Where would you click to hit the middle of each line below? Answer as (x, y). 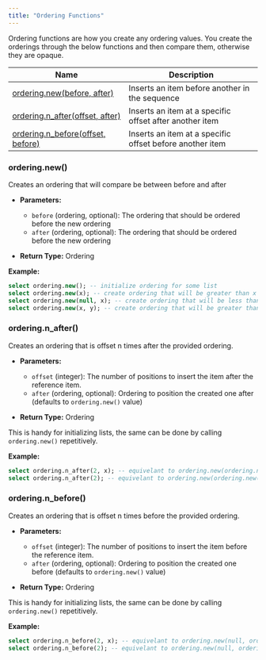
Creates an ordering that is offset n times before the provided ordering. (124, 516)
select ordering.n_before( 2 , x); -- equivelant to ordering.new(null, (127, 641)
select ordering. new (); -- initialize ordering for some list (113, 286)
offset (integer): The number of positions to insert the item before (139, 546)
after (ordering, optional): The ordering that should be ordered (134, 232)
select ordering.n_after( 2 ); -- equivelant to (86, 478)
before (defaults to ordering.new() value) (99, 571)
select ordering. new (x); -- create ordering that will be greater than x (133, 293)
